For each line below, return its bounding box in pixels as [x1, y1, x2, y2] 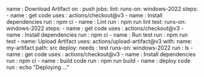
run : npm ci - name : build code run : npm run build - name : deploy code [6, 57, 191, 64]
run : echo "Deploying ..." [6, 64, 69, 71]
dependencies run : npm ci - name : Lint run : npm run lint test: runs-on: [6, 18, 186, 25]
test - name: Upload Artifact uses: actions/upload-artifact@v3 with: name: [6, 38, 192, 45]
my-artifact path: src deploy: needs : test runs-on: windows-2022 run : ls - [6, 44, 194, 51]
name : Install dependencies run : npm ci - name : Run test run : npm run [6, 31, 188, 38]
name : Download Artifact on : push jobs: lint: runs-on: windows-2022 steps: [6, 5, 198, 12]
